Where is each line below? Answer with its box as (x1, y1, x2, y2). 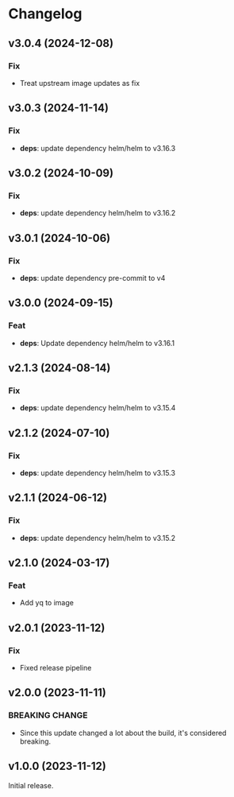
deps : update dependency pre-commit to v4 (19, 273, 166, 282)
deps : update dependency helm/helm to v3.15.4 (19, 403, 176, 413)
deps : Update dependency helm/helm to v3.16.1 (19, 338, 175, 348)
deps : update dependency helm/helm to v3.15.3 (19, 468, 176, 477)
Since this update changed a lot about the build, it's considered (19, 728, 227, 737)
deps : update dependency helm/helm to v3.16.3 (19, 143, 176, 153)
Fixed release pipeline (19, 663, 92, 673)
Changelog (8, 5, 82, 23)
